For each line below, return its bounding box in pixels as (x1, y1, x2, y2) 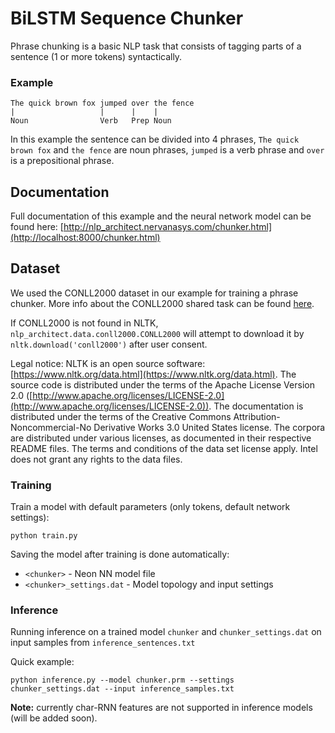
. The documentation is (208, 400, 304, 412)
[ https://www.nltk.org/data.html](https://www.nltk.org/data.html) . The (10, 368, 297, 380)
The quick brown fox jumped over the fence (10, 98, 195, 109)
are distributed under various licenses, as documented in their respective (10, 432, 312, 444)
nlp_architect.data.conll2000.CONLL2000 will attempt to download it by (10, 327, 305, 339)
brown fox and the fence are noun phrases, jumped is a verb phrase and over (10, 144, 325, 156)
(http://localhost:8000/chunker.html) (10, 232, 161, 244)
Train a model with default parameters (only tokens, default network (10, 501, 291, 513)
